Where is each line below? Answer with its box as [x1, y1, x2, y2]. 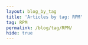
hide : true [6, 30, 33, 36]
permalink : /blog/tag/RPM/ [6, 25, 73, 31]
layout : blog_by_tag [6, 8, 57, 15]
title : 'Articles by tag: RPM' [6, 14, 83, 20]
